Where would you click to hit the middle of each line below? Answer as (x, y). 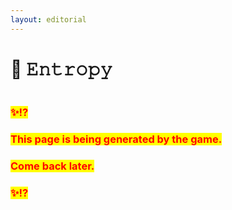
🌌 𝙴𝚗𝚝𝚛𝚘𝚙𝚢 (61, 68)
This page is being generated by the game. (116, 139)
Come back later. (52, 166)
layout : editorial (48, 19)
